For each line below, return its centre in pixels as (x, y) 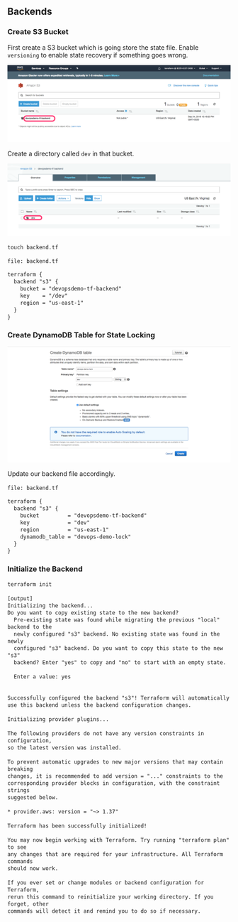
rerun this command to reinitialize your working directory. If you (110, 897)
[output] (20, 599)
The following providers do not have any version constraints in (106, 734)
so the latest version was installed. (64, 748)
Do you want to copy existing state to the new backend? (93, 613)
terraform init (30, 585)
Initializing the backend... (50, 606)
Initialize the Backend (45, 569)
